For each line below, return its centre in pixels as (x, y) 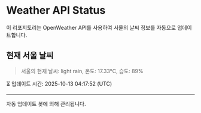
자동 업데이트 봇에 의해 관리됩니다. (46, 103)
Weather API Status (56, 10)
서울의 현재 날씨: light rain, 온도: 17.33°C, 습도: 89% (82, 71)
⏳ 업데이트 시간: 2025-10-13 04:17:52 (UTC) (59, 83)
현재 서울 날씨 (30, 56)
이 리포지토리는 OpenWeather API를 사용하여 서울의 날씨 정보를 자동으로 (91, 27)
